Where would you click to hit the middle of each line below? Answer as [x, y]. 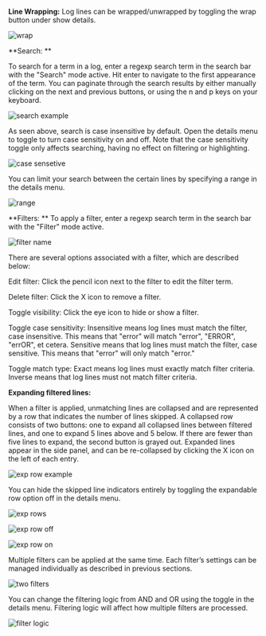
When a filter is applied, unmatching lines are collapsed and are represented [133, 408]
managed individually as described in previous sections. [100, 568]
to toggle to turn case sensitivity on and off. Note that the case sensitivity [128, 139]
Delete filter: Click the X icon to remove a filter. [85, 297]
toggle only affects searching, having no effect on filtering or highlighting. [129, 148]
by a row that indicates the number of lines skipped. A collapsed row [121, 416]
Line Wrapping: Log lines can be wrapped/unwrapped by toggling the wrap [132, 12]
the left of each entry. [44, 459]
